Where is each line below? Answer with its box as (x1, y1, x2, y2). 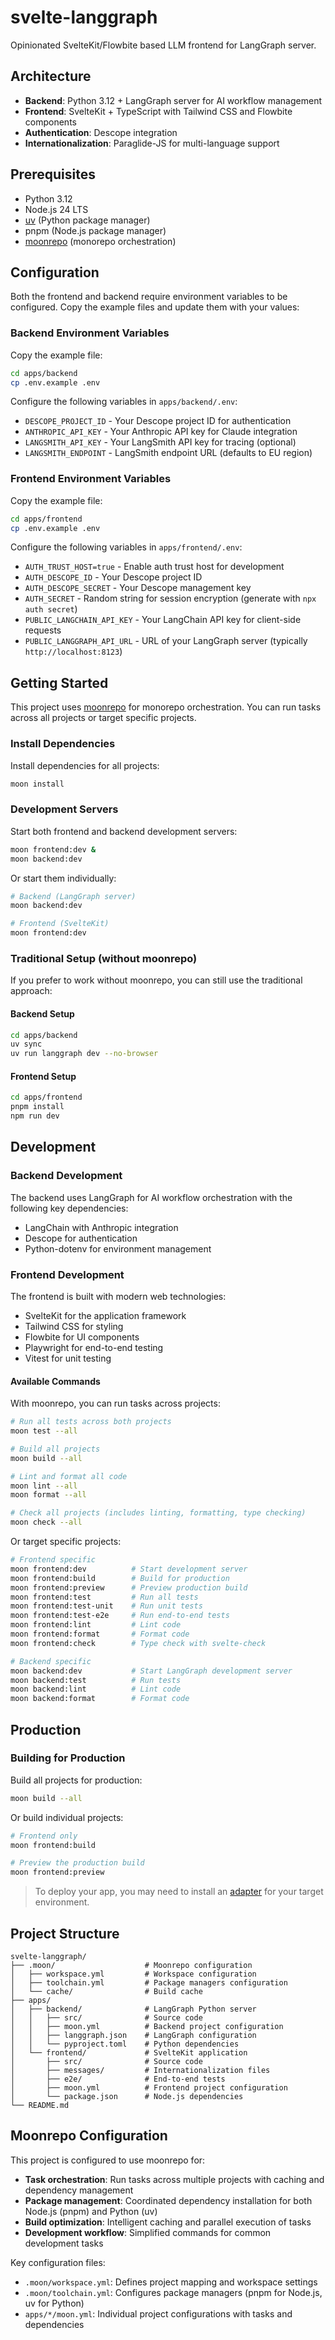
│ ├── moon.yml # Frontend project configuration (10, 2083, 288, 2093)
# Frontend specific (10, 1555, 97, 1565)
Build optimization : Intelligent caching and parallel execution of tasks (24, 2216, 312, 2228)
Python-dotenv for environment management (24, 1242, 212, 1255)
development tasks (24, 2237, 104, 2249)
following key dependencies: (10, 1202, 129, 1214)
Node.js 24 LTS (24, 203, 89, 215)
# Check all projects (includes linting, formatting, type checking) (10, 1508, 307, 1518)
